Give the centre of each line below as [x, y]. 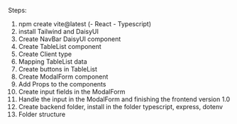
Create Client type [45, 54]
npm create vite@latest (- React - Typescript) [85, 24]
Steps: [17, 10]
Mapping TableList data [53, 62]
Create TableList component [60, 46]
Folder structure [42, 114]
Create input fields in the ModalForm [72, 92]
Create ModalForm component [63, 77]
